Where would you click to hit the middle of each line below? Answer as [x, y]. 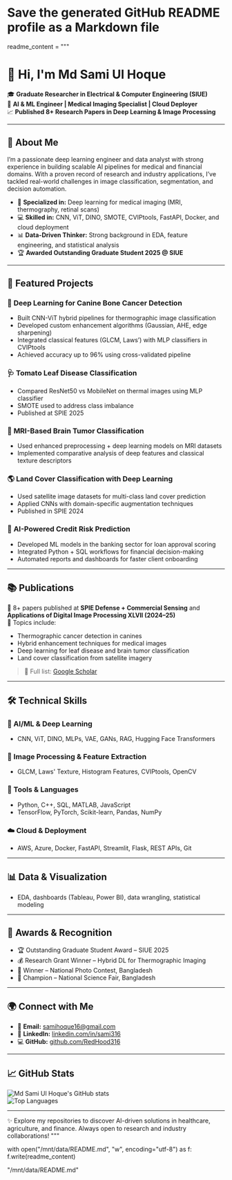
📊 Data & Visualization [57, 877]
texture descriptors [44, 460]
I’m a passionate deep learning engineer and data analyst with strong [105, 159]
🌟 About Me [33, 143]
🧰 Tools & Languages [43, 789]
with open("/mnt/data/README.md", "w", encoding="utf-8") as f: [99, 1150]
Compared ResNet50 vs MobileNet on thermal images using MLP [110, 391]
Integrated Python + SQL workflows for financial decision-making [110, 552]
